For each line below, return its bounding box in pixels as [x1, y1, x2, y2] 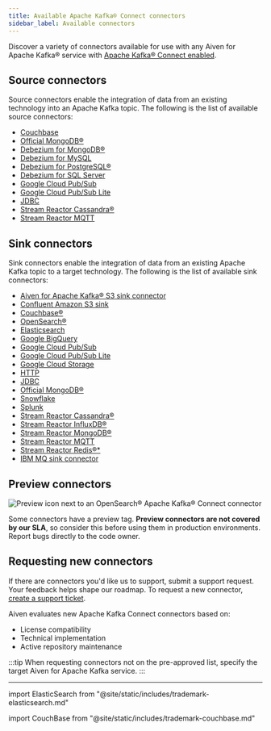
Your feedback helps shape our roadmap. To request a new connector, [8, 584, 244, 594]
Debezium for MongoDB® [19, 144, 106, 154]
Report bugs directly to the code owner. [8, 531, 140, 541]
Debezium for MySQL [19, 153, 92, 163]
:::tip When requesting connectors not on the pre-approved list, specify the [8, 657, 258, 666]
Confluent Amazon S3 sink [19, 299, 109, 309]
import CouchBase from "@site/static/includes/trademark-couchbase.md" [8, 713, 256, 723]
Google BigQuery [19, 334, 78, 344]
